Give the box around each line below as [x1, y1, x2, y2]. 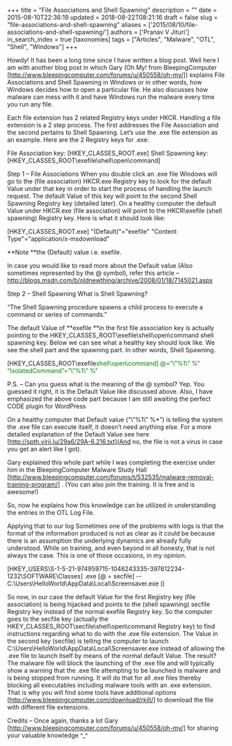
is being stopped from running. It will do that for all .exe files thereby [7, 674, 202, 682]
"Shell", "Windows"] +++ [7, 43, 78, 51]
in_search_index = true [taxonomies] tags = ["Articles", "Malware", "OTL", [7, 35, 215, 44]
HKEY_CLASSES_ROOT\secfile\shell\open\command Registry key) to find [7, 622, 215, 630]
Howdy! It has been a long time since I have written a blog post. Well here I [7, 56, 220, 64]
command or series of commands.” [7, 311, 107, 318]
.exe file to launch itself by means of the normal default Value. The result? [7, 652, 217, 659]
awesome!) [7, 488, 39, 495]
